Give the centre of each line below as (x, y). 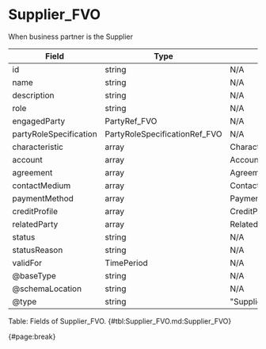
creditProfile (35, 211)
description (33, 95)
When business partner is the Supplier (70, 36)
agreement (32, 172)
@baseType (34, 275)
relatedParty (35, 224)
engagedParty (39, 121)
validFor (27, 263)
